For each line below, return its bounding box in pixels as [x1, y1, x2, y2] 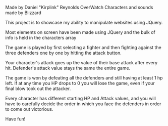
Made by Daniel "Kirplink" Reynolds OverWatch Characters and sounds [5, 5, 153, 10]
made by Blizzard [5, 10, 41, 16]
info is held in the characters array [5, 35, 77, 40]
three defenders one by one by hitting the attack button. [5, 50, 122, 56]
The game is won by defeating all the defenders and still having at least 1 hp [5, 75, 163, 80]
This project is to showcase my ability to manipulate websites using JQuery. [5, 20, 163, 25]
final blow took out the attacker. [5, 86, 71, 92]
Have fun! [5, 116, 26, 122]
